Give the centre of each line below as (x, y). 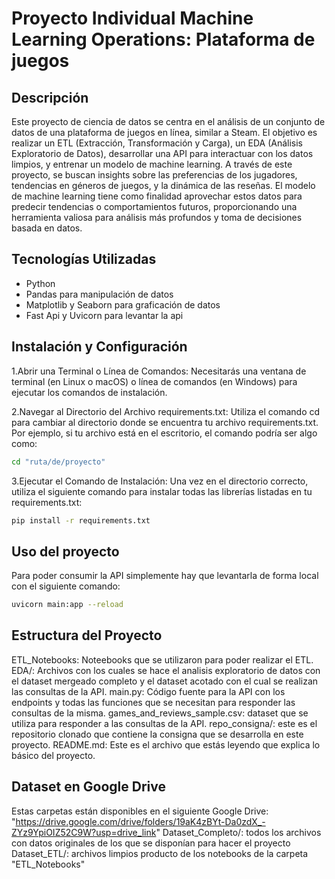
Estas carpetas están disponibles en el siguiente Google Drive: (140, 811)
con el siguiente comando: (66, 586)
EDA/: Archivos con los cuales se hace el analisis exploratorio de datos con (166, 670)
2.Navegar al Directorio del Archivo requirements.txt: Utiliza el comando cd (166, 411)
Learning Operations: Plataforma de (163, 39)
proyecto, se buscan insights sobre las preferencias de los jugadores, (154, 175)
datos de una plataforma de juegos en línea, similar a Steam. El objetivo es (164, 132)
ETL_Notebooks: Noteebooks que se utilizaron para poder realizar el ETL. (162, 659)
